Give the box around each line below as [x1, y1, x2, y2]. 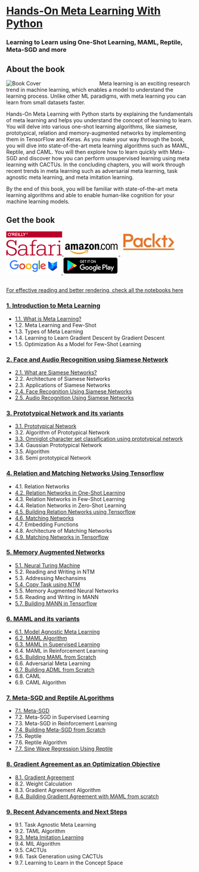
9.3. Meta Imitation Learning [14, 833, 84, 841]
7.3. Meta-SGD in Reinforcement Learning [14, 720, 117, 727]
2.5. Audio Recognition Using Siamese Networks [14, 394, 134, 401]
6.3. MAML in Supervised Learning [14, 641, 100, 648]
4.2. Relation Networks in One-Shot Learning [14, 489, 125, 496]
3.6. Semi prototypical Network [14, 454, 91, 461]
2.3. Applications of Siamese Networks [14, 381, 111, 389]
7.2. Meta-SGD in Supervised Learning [14, 713, 110, 721]
